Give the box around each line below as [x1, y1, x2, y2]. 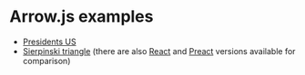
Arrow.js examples [9, 6, 154, 27]
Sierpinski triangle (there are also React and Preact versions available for [22, 45, 296, 56]
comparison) [22, 55, 71, 66]
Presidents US [22, 36, 76, 47]
